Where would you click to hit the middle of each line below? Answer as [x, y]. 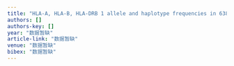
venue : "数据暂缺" [32, 45]
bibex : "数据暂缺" [32, 52]
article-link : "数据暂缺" [43, 39]
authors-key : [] [31, 26]
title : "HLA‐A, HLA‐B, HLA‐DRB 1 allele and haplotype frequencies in [112, 13]
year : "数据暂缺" [30, 33]
